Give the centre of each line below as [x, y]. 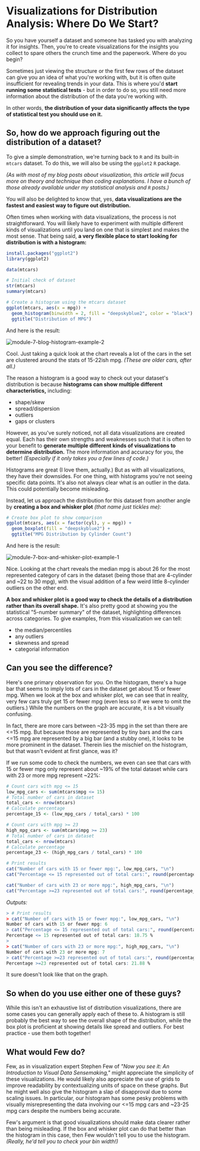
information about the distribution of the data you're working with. [87, 96]
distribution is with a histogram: [46, 242]
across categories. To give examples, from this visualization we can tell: [94, 619]
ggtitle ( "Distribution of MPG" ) [52, 319]
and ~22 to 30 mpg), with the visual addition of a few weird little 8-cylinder [98, 581]
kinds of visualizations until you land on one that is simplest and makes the [98, 229]
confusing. [19, 714]
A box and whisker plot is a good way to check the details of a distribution [99, 599]
